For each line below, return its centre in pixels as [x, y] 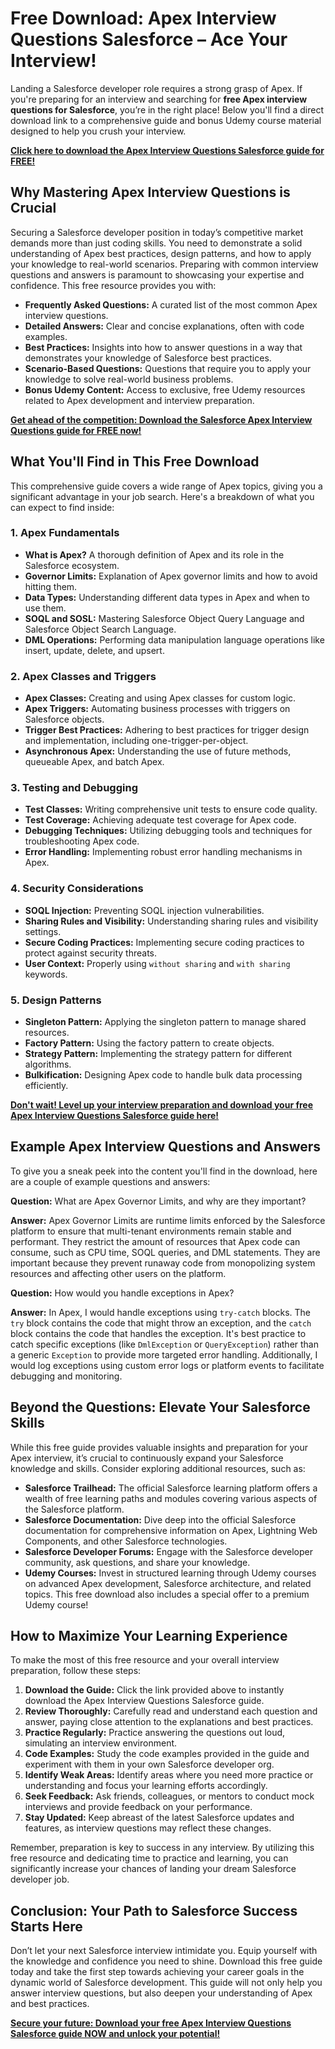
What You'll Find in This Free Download [135, 462]
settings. [43, 931]
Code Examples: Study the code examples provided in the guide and [167, 1754]
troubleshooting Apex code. [82, 841]
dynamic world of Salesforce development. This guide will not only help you [166, 1983]
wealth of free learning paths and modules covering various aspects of [171, 1498]
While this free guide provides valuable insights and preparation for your [159, 1447]
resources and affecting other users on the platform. [118, 1273]
